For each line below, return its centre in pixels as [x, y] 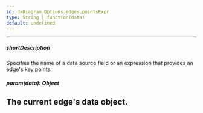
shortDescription [28, 47]
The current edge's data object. [67, 102]
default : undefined [31, 23]
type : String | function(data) [46, 17]
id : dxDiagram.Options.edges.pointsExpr [58, 12]
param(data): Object [33, 83]
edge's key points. [29, 69]
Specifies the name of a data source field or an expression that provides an [100, 63]
